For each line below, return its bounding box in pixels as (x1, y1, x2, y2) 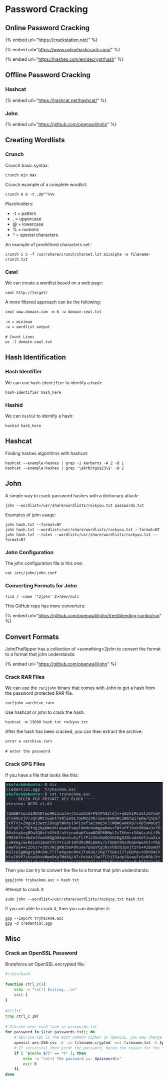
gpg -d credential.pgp (5, 921, 52, 926)
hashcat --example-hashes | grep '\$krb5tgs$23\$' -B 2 (5, 466, 124, 471)
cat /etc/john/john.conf (5, 570, 57, 576)
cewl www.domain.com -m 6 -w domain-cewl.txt (5, 309, 101, 314)
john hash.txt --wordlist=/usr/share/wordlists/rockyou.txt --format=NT (5, 527, 160, 532)
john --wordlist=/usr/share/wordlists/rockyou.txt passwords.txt (5, 503, 144, 508)
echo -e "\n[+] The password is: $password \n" (23, 1056, 122, 1061)
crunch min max (5, 172, 37, 178)
